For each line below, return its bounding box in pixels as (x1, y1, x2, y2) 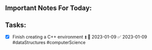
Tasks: (5, 21, 26, 29)
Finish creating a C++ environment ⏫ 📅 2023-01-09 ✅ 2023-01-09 (12, 34, 148, 40)
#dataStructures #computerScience (12, 40, 86, 46)
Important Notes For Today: (5, 4, 92, 12)
